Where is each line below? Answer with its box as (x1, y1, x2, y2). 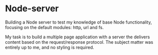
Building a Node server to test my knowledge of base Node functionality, (5, 19, 152, 25)
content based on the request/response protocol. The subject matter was (5, 39, 154, 45)
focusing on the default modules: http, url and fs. (5, 24, 104, 30)
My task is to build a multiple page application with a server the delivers (5, 34, 150, 40)
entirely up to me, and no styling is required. (5, 44, 94, 50)
